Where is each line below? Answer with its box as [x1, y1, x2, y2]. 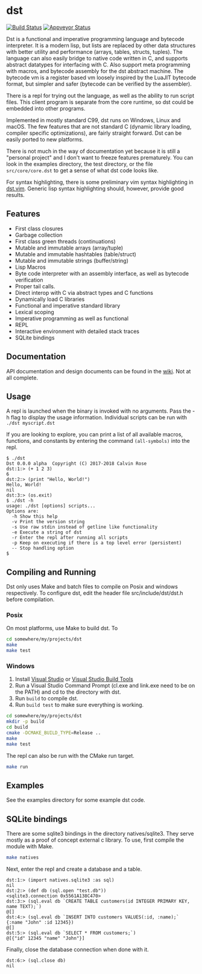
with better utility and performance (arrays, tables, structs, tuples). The [6, 48, 183, 55]
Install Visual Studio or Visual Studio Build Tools [14, 676, 134, 683]
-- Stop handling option [11, 545, 74, 552]
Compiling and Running [6, 567, 96, 577]
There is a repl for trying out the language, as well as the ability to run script [6, 92, 195, 99]
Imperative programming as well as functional [14, 315, 128, 322]
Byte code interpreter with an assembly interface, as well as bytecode [14, 269, 189, 277]
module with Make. [6, 843, 54, 850]
